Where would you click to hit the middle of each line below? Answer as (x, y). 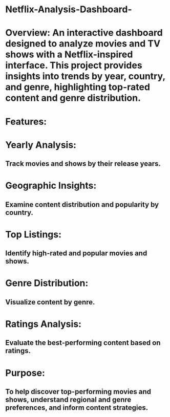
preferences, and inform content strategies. (77, 408)
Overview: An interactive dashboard (84, 33)
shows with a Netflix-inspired (69, 54)
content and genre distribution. (73, 98)
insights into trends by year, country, (85, 76)
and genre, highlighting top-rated (78, 87)
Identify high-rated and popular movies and (76, 254)
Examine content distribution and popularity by (82, 204)
